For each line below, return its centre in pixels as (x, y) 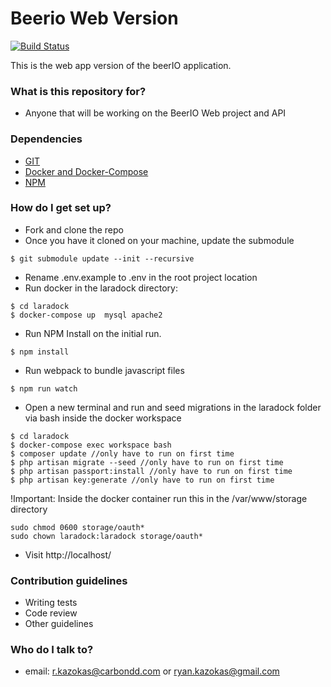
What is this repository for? (78, 91)
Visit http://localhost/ (68, 554)
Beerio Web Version (94, 18)
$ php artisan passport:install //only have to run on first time (151, 471)
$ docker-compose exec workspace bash (91, 445)
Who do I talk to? (52, 650)
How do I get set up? (61, 208)
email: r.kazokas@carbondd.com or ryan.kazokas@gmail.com (152, 671)
